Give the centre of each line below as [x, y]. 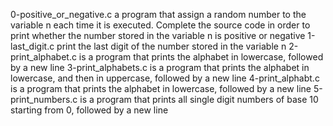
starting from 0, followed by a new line [89, 110]
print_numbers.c [44, 99]
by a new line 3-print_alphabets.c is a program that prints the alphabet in [160, 67]
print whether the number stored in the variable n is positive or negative [158, 35]
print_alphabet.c [43, 57]
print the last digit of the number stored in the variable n [171, 46]
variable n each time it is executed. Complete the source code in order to [160, 25]
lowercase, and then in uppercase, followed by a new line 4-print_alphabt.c [165, 78]
